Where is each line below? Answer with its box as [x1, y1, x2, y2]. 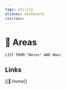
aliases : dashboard [5, 12, 44, 16]
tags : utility [5, 7, 34, 12]
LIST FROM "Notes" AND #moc [5, 52, 62, 58]
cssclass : [5, 16, 25, 21]
